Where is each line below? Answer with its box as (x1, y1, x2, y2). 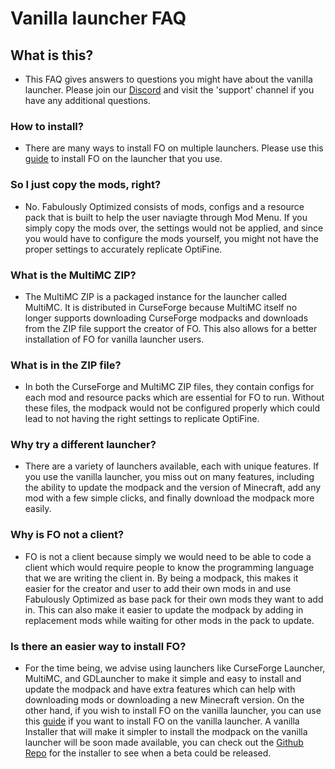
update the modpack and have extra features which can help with (24, 683, 296, 696)
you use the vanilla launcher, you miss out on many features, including (24, 471, 315, 483)
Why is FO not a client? (10, 528, 125, 542)
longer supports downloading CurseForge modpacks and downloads (24, 312, 309, 324)
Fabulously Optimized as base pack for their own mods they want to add (24, 593, 324, 605)
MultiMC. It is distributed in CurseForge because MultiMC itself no (24, 301, 298, 313)
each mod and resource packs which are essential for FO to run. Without (24, 392, 325, 404)
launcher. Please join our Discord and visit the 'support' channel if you (24, 84, 315, 96)
